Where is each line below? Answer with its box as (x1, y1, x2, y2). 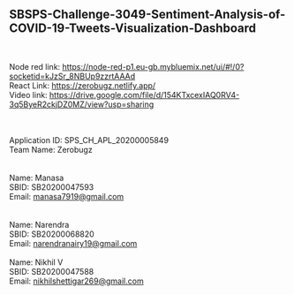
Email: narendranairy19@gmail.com (9, 238, 138, 248)
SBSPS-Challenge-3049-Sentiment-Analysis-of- (9, 7, 286, 22)
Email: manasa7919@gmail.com (9, 191, 124, 201)
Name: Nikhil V (9, 256, 64, 268)
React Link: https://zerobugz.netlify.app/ (9, 79, 156, 91)
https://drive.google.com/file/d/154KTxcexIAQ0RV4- (49, 89, 240, 100)
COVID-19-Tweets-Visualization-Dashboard (9, 21, 256, 36)
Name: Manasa (9, 172, 64, 183)
